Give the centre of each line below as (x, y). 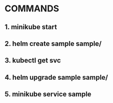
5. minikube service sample (48, 94)
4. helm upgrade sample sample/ (56, 77)
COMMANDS (32, 9)
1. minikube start (31, 27)
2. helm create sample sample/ (53, 43)
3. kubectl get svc (33, 61)
